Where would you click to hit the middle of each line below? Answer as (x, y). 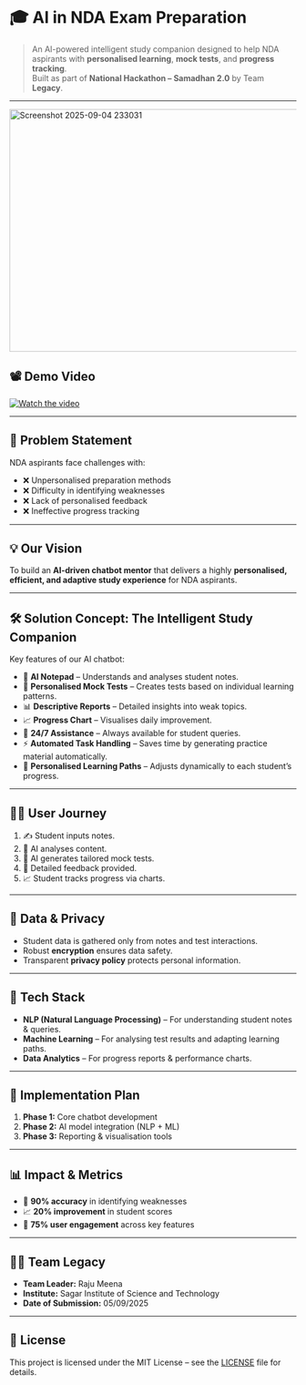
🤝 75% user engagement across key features (108, 1225)
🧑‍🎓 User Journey (58, 813)
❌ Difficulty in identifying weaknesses (94, 490)
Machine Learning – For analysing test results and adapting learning (151, 1039)
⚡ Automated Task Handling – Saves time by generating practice (145, 744)
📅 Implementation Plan (75, 1096)
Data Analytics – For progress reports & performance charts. (137, 1058)
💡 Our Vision (46, 548)
